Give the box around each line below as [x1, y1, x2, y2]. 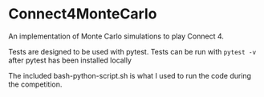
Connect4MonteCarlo [8, 5, 157, 23]
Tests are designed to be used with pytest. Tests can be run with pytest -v [8, 46, 257, 56]
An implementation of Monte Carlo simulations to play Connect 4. [8, 31, 225, 41]
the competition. [8, 79, 63, 89]
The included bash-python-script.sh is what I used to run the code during [8, 71, 251, 80]
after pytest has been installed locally [8, 55, 132, 65]
